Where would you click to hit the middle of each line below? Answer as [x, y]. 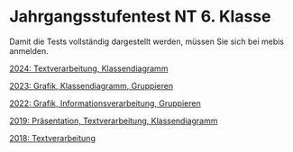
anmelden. [29, 50]
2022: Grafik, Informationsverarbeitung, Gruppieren [105, 103]
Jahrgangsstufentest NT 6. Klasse [140, 17]
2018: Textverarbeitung [53, 138]
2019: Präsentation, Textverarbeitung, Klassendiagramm [114, 121]
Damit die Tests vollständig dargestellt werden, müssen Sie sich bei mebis [146, 41]
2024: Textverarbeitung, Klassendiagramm [89, 68]
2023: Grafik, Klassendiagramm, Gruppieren [92, 85]
